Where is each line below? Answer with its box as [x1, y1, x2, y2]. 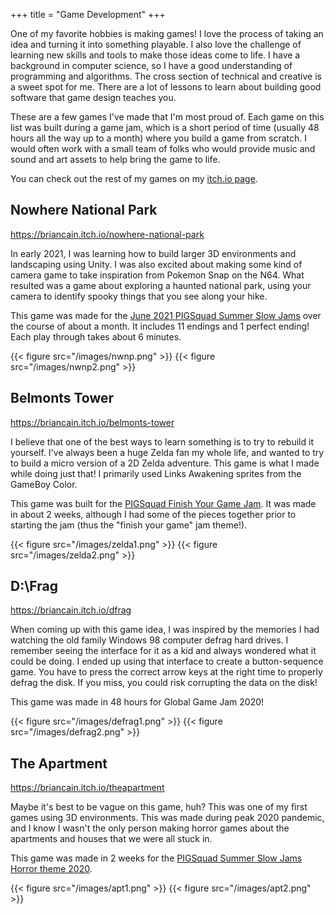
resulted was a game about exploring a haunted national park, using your [10, 279, 312, 291]
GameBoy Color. [10, 478, 78, 490]
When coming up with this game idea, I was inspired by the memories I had [10, 624, 320, 636]
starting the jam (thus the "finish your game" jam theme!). [10, 519, 248, 531]
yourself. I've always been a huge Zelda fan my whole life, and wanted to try [10, 446, 325, 458]
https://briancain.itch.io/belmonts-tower [10, 416, 175, 428]
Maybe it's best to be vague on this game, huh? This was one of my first [10, 801, 308, 813]
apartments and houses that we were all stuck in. [10, 833, 213, 845]
